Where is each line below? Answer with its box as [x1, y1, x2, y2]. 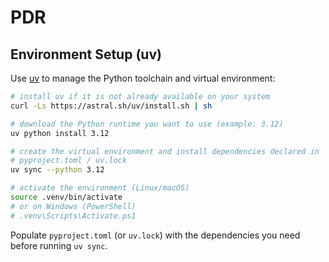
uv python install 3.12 [10, 128, 110, 138]
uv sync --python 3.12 [10, 165, 105, 175]
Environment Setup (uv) [10, 46, 162, 63]
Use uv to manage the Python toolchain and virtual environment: [10, 72, 276, 84]
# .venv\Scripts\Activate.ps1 [10, 211, 137, 221]
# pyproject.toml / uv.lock [10, 156, 128, 166]
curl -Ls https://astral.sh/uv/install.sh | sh [10, 101, 213, 111]
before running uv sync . [10, 239, 108, 251]
